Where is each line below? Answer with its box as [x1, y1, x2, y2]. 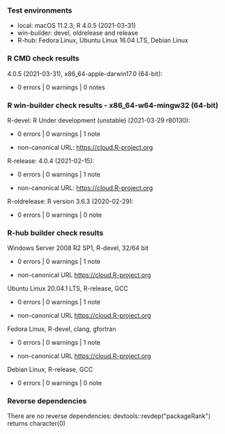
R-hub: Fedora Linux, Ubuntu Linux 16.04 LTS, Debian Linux [17, 36, 189, 45]
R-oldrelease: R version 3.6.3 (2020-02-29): [7, 197, 134, 206]
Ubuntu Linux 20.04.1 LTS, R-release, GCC [7, 284, 129, 293]
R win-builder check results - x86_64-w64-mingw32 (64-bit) [7, 100, 219, 110]
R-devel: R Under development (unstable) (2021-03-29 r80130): [7, 116, 190, 124]
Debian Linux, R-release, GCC [7, 365, 93, 374]
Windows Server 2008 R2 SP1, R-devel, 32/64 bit [7, 244, 148, 252]
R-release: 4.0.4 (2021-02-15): [7, 156, 95, 165]
